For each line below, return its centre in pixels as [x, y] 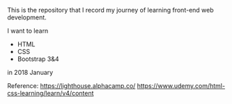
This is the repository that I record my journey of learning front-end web [110, 10]
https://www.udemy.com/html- [181, 86]
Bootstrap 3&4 [38, 59]
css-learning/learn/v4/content [51, 93]
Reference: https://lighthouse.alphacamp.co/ [71, 86]
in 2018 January [30, 72]
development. [27, 17]
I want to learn [28, 31]
